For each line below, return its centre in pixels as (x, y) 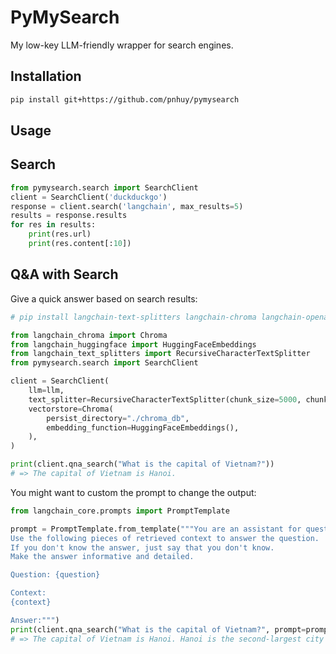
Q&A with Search (64, 274)
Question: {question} (55, 575)
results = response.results (69, 216)
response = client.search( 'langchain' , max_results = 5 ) (127, 206)
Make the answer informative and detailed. (102, 557)
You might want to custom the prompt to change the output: (133, 492)
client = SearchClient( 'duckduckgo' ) (89, 197)
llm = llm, (46, 391)
